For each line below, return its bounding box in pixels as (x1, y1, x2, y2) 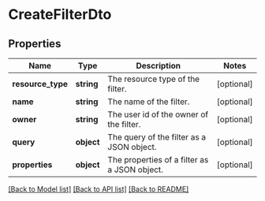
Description (136, 61, 181, 71)
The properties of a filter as (107, 154, 209, 165)
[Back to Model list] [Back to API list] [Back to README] (8, 184, 189, 194)
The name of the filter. (107, 96, 190, 107)
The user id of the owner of (107, 109, 209, 120)
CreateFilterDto (8, 6, 112, 24)
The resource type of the (107, 73, 200, 84)
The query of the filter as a (107, 132, 207, 143)
